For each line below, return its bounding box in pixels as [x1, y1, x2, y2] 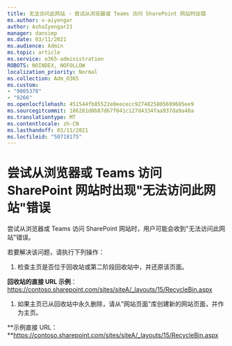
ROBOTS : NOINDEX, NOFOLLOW [7, 62, 85, 69]
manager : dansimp [7, 29, 58, 37]
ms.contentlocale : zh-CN [7, 120, 79, 127]
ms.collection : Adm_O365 [7, 74, 79, 82]
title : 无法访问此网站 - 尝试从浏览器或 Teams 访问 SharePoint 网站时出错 [7, 10, 206, 17]
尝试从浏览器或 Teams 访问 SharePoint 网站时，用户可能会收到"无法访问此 [7, 224, 219, 233]
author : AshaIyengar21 [7, 23, 73, 30]
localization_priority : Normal [7, 68, 98, 75]
